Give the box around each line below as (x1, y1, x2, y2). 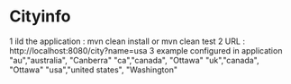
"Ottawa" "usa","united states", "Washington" (9, 64, 178, 75)
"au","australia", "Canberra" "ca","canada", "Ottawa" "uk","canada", (9, 55, 259, 65)
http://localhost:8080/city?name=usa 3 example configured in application (9, 45, 283, 55)
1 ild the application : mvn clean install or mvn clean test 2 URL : (9, 36, 246, 46)
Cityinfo (9, 6, 71, 27)
